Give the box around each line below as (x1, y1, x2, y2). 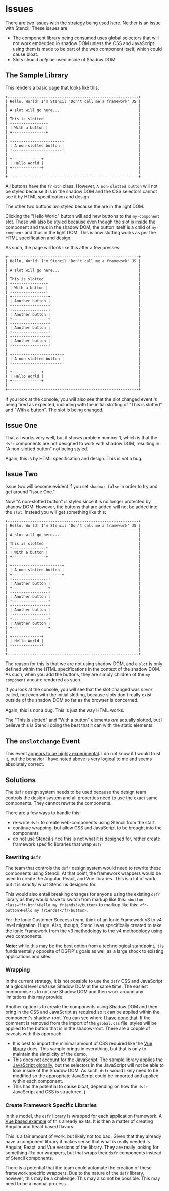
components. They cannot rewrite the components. (5, 800, 112, 806)
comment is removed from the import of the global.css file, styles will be (5, 1020, 157, 1026)
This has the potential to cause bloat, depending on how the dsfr (12, 1083, 148, 1089)
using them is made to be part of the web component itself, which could (12, 46, 162, 52)
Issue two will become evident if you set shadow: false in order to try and (5, 483, 158, 490)
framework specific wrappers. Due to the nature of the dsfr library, (5, 1170, 145, 1176)
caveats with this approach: (5, 1030, 63, 1037)
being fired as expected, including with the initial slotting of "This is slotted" (5, 401, 162, 407)
